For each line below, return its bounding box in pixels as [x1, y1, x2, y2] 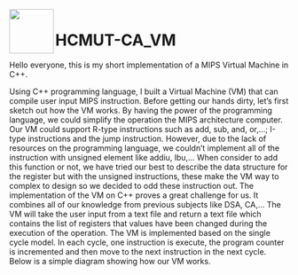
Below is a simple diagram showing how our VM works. [9, 255, 211, 266]
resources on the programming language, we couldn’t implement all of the [9, 142, 280, 153]
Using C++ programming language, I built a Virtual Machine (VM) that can [9, 86, 279, 97]
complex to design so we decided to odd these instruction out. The [9, 180, 255, 191]
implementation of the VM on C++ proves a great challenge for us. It [9, 190, 259, 200]
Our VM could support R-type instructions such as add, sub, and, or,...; [9, 123, 269, 134]
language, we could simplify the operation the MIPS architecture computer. [9, 114, 283, 125]
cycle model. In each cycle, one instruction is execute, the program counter [9, 237, 285, 247]
